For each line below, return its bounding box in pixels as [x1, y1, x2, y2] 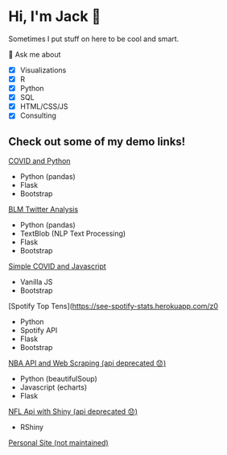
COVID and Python [8, 157, 71, 166]
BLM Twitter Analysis [8, 205, 79, 215]
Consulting [19, 111, 56, 120]
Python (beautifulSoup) [19, 374, 98, 384]
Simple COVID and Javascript [8, 261, 106, 271]
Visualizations [19, 65, 67, 75]
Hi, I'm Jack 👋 [8, 7, 101, 26]
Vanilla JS [19, 278, 53, 287]
